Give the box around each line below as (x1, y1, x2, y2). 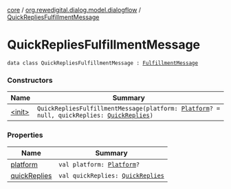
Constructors (7, 75, 53, 85)
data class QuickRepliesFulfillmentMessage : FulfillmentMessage (7, 60, 198, 66)
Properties (7, 130, 43, 140)
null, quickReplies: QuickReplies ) (36, 112, 153, 119)
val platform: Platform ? (58, 160, 140, 168)
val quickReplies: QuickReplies (58, 171, 165, 179)
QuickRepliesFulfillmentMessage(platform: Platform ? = (36, 105, 221, 112)
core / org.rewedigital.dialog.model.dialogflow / (7, 6, 142, 14)
